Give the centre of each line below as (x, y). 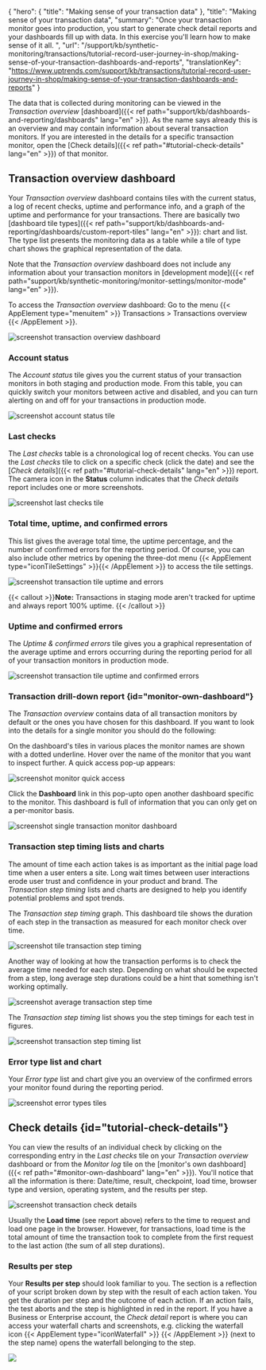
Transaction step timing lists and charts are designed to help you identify (128, 889)
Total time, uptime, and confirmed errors (88, 523)
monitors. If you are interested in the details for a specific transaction (121, 137)
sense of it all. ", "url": (44, 45)
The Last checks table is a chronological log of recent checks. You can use (131, 453)
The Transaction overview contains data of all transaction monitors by (123, 714)
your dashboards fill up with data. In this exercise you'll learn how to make (129, 37)
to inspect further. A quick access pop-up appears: (92, 763)
